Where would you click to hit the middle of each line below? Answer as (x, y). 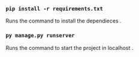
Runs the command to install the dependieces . (64, 21)
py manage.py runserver (40, 36)
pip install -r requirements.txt (54, 9)
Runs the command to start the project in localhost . (69, 47)
